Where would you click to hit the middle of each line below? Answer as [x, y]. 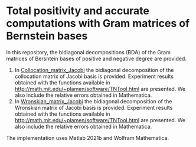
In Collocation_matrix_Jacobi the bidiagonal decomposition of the [94, 70]
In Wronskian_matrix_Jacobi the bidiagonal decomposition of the [93, 101]
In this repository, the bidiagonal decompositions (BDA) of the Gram [89, 52]
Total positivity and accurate [78, 11]
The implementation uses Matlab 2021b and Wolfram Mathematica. [88, 138]
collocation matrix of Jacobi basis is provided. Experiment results [94, 76]
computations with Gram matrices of [98, 23]
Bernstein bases [47, 36]
